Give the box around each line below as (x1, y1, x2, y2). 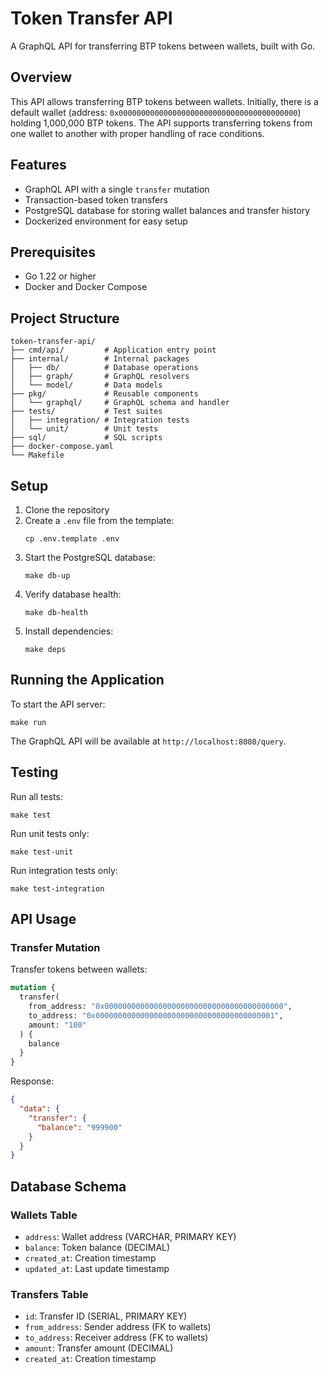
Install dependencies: (24, 625, 114, 637)
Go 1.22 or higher (24, 270, 97, 282)
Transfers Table (10, 1287, 89, 1301)
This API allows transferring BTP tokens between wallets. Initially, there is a (10, 95, 319, 107)
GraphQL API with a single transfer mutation (24, 183, 210, 195)
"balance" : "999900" (36, 1122, 123, 1132)
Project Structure (10, 310, 120, 327)
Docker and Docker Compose (24, 281, 148, 293)
